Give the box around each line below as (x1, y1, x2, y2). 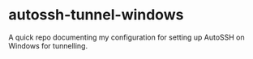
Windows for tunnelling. (8, 40, 88, 50)
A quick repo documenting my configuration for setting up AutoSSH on (8, 32, 245, 42)
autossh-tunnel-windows (8, 6, 184, 24)
